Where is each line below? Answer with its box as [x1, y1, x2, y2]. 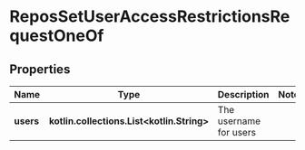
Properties [9, 61, 71, 77]
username [217, 115, 261, 127]
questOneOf [9, 25, 104, 46]
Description [217, 89, 270, 100]
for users [217, 127, 257, 138]
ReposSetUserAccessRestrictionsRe [9, 6, 290, 27]
